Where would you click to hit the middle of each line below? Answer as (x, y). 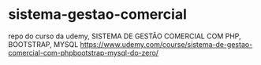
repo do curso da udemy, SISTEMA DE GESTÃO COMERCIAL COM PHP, (125, 36)
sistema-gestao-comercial (97, 14)
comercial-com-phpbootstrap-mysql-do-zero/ (84, 52)
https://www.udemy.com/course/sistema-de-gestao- (166, 44)
